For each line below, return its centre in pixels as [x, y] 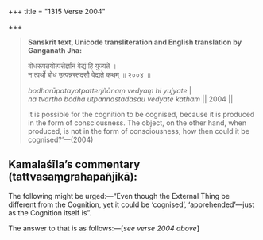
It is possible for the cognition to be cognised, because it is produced [141, 114]
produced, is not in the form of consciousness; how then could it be [139, 131]
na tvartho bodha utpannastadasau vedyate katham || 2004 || [130, 99]
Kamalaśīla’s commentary [74, 164]
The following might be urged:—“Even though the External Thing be [119, 196]
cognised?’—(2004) [60, 139]
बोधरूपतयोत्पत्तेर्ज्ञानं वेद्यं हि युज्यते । [72, 66]
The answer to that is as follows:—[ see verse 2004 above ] [104, 228]
